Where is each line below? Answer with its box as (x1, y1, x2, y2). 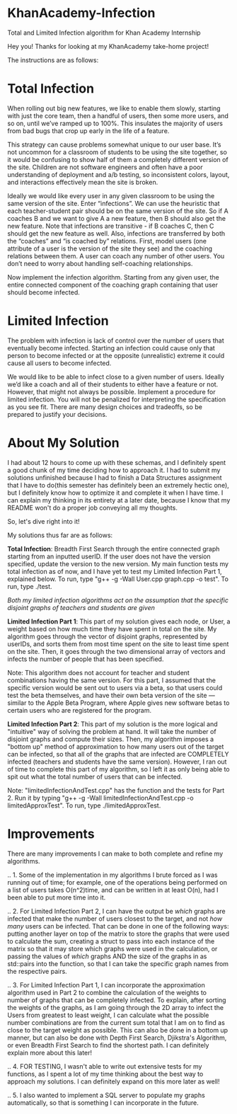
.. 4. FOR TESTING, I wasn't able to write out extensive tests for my (7, 1062, 202, 1070)
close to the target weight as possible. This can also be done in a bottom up (7, 1026, 229, 1034)
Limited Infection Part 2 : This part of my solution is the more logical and (7, 720, 218, 728)
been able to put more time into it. (7, 893, 106, 902)
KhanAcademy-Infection (7, 5, 156, 21)
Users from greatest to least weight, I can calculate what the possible (7, 1011, 209, 1019)
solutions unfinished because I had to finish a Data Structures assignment (7, 473, 222, 482)
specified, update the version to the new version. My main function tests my (7, 559, 229, 568)
